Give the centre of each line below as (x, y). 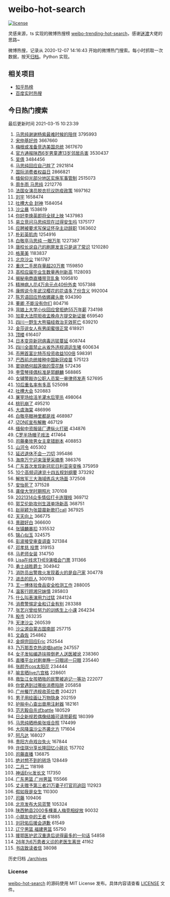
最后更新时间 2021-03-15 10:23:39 (43, 123)
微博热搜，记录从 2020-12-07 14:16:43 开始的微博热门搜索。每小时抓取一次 (86, 50)
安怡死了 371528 (32, 485)
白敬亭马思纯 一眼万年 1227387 (47, 240)
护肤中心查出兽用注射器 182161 (47, 704)
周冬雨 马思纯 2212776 (38, 184)
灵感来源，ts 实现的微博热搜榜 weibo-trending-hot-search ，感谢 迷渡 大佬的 (85, 33)
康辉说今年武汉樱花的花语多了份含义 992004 (61, 290)
